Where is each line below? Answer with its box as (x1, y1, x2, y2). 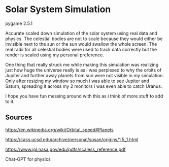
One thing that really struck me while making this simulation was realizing (5, 61, 159, 68)
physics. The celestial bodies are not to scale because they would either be (5, 36, 163, 42)
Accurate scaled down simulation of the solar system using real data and (5, 30, 157, 36)
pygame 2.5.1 (5, 20, 33, 26)
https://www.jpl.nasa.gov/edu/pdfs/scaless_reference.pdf (5, 146, 126, 152)
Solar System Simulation (5, 4, 111, 15)
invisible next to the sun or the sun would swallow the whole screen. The (5, 41, 157, 47)
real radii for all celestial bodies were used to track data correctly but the (5, 46, 157, 52)
